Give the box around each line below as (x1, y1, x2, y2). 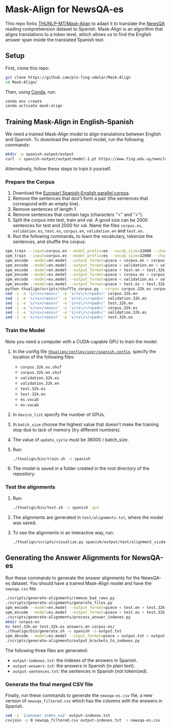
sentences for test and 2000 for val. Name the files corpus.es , (12, 223, 143, 229)
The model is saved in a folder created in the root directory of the (12, 465, 150, 472)
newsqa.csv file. (5, 586, 37, 592)
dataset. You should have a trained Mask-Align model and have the (11, 580, 152, 586)
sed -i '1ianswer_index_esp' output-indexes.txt (5, 713, 110, 718)
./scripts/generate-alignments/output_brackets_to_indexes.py (5, 638, 140, 643)
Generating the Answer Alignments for (5, 553, 131, 562)
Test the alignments (5, 483, 56, 491)
